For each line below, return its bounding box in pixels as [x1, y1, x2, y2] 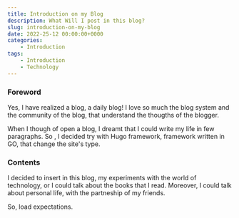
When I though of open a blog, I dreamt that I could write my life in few [7, 124, 215, 133]
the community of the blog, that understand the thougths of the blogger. [7, 110, 220, 119]
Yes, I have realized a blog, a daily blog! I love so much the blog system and [7, 103, 230, 111]
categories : [7, 37, 43, 44]
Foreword [7, 87, 41, 97]
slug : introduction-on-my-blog [7, 24, 101, 31]
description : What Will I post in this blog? [7, 17, 145, 24]
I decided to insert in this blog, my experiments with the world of [7, 174, 197, 182]
